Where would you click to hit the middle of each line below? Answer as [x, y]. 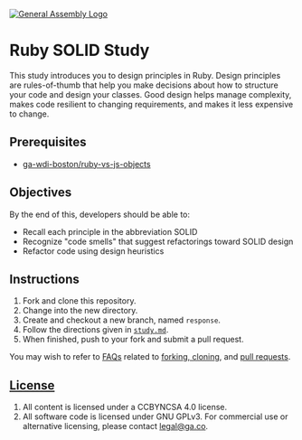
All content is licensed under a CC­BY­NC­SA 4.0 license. [125, 407]
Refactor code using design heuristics [93, 251]
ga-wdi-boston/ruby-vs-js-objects [86, 164]
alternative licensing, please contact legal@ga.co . [115, 426]
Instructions [44, 279]
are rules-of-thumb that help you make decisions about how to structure [144, 85]
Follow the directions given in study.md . [95, 330]
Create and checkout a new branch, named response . [122, 320]
